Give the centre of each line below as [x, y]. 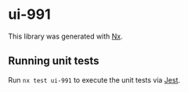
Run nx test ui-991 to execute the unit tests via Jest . [94, 79]
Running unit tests [54, 61]
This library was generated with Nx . [65, 36]
